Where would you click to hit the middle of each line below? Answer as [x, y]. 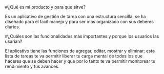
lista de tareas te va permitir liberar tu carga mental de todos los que [74, 56]
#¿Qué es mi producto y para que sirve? [45, 7]
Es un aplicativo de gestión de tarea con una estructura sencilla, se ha [76, 16]
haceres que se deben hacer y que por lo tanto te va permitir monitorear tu [80, 61]
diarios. [13, 27]
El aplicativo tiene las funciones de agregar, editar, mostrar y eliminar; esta [80, 51]
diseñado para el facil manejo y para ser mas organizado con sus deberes [79, 22]
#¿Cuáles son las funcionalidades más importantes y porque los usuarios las [82, 36]
